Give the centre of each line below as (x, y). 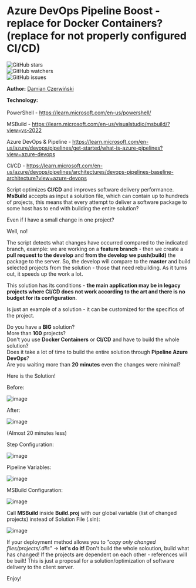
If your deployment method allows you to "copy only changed (81, 542)
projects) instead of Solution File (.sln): (53, 519)
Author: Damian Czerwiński (40, 88)
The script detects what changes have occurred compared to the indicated (97, 242)
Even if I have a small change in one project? (61, 220)
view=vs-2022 (24, 130)
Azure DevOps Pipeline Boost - (83, 11)
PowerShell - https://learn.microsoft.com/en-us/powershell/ (79, 113)
